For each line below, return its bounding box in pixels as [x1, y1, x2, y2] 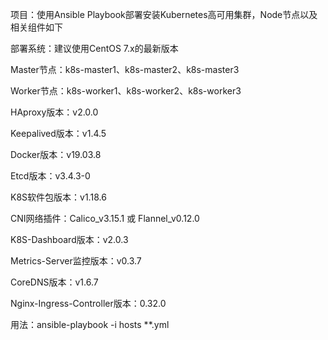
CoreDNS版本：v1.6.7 [10, 276, 99, 288]
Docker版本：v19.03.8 [10, 149, 102, 160]
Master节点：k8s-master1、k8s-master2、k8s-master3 [10, 64, 240, 75]
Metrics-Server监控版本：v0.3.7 [10, 255, 142, 267]
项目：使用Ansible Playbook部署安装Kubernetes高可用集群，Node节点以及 [10, 9, 318, 20]
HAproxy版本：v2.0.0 [10, 106, 99, 118]
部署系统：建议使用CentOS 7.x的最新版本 [10, 43, 179, 54]
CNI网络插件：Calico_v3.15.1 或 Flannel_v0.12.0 [10, 213, 200, 224]
